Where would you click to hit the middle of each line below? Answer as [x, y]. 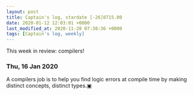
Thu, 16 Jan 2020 [32, 66]
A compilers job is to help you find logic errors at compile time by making [97, 79]
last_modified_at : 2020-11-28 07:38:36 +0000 [64, 28]
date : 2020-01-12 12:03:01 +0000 [48, 23]
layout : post [23, 12]
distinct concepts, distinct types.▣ [49, 86]
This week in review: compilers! [45, 51]
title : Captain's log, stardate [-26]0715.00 [64, 17]
